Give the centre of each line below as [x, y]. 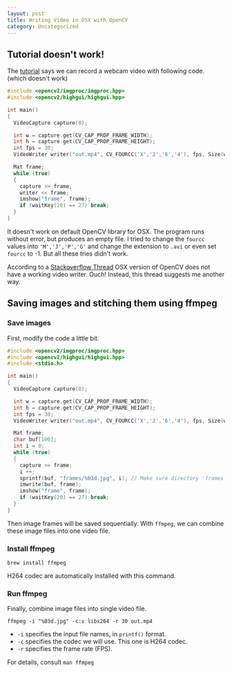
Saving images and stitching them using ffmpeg [112, 304]
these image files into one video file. [59, 531]
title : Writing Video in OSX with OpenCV [68, 20]
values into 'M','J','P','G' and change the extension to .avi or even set [112, 246]
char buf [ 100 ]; [35, 439]
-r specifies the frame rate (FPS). [65, 649]
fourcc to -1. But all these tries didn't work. [68, 254]
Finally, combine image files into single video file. [77, 609]
